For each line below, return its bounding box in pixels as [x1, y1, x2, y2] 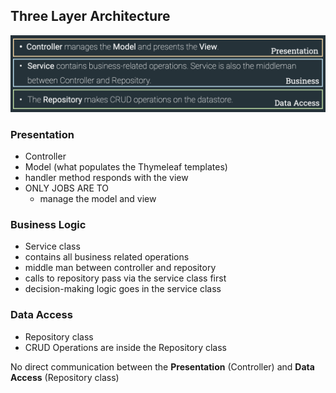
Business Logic [10, 218, 87, 232]
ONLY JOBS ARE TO [24, 182, 110, 194]
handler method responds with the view [24, 172, 189, 184]
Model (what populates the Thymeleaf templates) [24, 161, 228, 173]
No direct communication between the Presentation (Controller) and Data [10, 360, 315, 373]
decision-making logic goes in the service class [24, 283, 222, 295]
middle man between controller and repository [24, 262, 217, 274]
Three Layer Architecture [10, 8, 171, 25]
